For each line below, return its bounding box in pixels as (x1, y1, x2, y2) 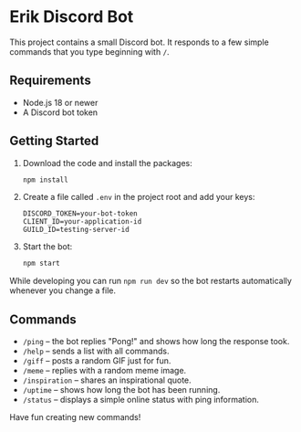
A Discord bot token (22, 107, 99, 118)
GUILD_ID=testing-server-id (22, 226, 130, 235)
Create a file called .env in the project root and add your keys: (22, 192, 255, 203)
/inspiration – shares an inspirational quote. (22, 374, 192, 385)
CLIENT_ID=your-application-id (22, 217, 142, 227)
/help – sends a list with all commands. (22, 345, 170, 357)
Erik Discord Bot (9, 6, 134, 27)
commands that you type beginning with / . (9, 46, 171, 57)
